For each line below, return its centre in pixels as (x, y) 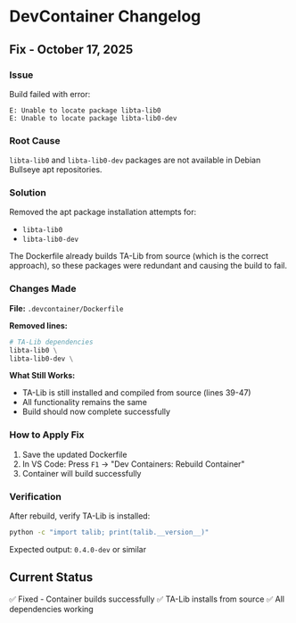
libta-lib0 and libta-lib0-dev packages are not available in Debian (135, 160)
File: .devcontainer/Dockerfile (66, 308)
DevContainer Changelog (105, 17)
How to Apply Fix (47, 435)
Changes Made (43, 289)
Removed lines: (39, 325)
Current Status (51, 577)
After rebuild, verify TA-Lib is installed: (80, 516)
